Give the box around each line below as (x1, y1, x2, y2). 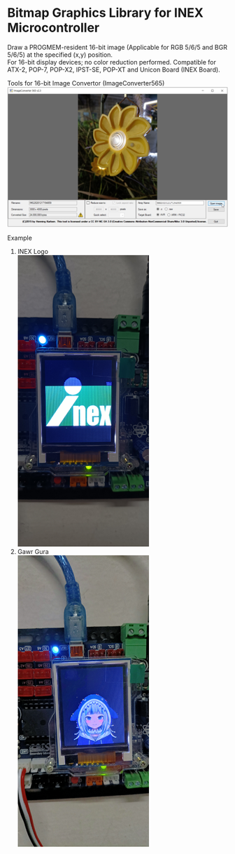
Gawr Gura (17, 548, 49, 556)
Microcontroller (7, 20, 100, 36)
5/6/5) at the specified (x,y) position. (7, 50, 113, 59)
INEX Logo (17, 248, 49, 256)
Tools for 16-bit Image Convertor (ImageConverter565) (7, 79, 165, 87)
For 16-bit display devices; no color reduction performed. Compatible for (7, 57, 217, 66)
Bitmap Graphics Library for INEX (7, 5, 204, 21)
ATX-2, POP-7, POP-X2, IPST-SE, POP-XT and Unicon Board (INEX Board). (7, 65, 220, 74)
